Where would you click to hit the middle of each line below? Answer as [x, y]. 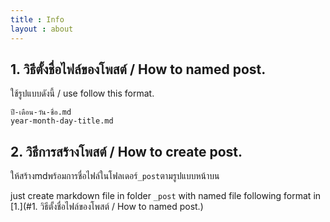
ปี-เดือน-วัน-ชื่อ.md [41, 112]
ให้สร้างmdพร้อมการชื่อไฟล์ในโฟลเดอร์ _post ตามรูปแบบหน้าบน [115, 176]
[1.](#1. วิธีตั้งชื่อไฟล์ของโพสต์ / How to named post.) [107, 207]
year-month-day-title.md [62, 121]
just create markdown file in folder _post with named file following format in [166, 196]
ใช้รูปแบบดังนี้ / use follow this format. [82, 93]
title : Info [37, 19]
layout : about [42, 29]
